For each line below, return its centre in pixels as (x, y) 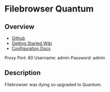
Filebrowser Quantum (49, 9)
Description (23, 73)
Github (18, 38)
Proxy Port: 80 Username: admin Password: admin (55, 58)
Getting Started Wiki (32, 43)
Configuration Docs (31, 48)
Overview (20, 27)
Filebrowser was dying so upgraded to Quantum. (53, 84)
